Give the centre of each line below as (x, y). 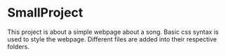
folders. (18, 46)
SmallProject (45, 13)
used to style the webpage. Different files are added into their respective (112, 39)
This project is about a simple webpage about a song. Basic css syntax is (113, 32)
